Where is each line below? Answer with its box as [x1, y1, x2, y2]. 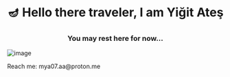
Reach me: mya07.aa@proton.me [7, 62, 101, 71]
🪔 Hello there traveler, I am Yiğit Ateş [7, 5, 224, 20]
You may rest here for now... [67, 34, 163, 44]
